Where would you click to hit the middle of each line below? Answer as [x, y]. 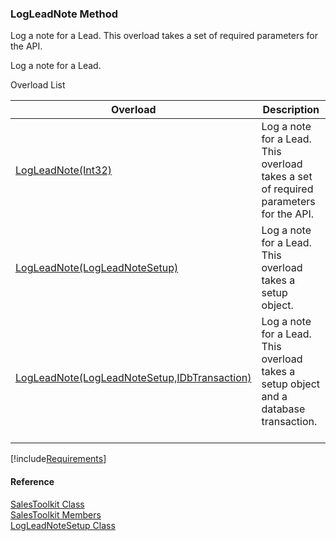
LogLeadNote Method [64, 14]
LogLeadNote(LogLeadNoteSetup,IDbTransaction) [133, 378]
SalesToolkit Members [56, 514]
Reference [32, 481]
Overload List [38, 85]
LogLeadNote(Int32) [64, 170]
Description [291, 110]
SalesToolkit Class [47, 504]
